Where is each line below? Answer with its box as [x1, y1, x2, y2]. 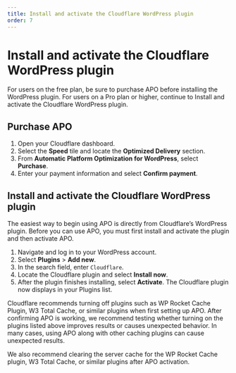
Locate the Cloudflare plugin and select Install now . [17, 270, 168, 279]
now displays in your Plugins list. [17, 286, 113, 294]
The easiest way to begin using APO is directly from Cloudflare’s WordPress [7, 220, 228, 228]
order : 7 [7, 17, 33, 24]
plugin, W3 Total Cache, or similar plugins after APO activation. [7, 358, 190, 366]
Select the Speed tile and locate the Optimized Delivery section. [17, 147, 206, 156]
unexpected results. [7, 336, 66, 345]
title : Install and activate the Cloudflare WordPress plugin [7, 10, 194, 18]
